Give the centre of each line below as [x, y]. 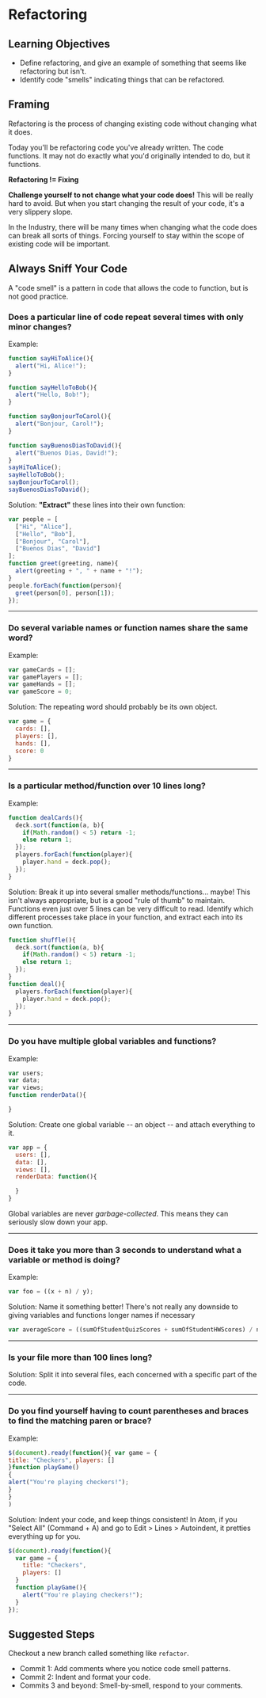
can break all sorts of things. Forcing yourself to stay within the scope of [126, 235]
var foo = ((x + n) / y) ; [51, 1292]
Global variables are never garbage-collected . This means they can [118, 1214]
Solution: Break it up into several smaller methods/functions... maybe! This [129, 892]
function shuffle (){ [42, 940]
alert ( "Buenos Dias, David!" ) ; [67, 453]
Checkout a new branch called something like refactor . [99, 1654]
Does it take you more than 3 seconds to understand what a [125, 1250]
